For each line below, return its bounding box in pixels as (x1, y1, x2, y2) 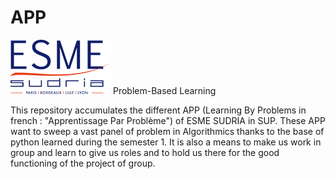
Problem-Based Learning (112, 84, 217, 96)
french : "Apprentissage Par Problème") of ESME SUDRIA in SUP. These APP (10, 114, 326, 126)
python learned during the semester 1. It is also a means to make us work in (10, 136, 322, 148)
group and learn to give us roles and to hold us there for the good (10, 146, 280, 158)
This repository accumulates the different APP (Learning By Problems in (10, 104, 307, 116)
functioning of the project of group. (10, 157, 156, 169)
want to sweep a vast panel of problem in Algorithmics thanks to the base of (10, 125, 325, 137)
